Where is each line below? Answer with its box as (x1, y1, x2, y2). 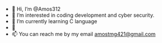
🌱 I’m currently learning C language (11, 18, 97, 24)
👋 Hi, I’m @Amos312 (11, 6, 61, 12)
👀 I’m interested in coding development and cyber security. (11, 12, 154, 19)
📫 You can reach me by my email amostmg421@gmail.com (11, 31, 156, 37)
